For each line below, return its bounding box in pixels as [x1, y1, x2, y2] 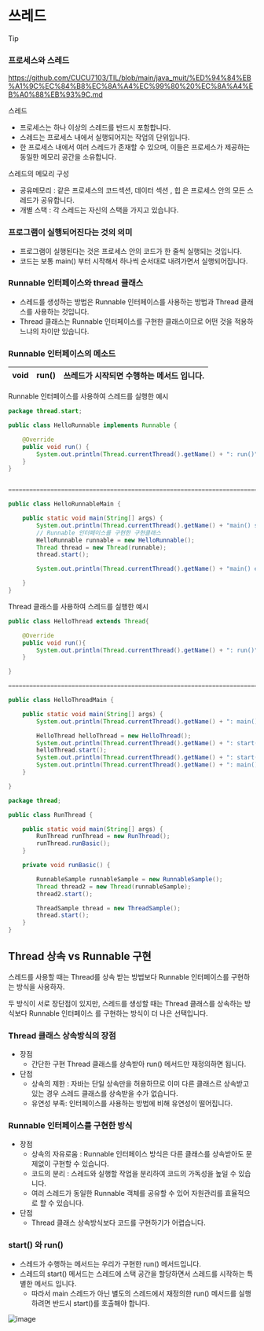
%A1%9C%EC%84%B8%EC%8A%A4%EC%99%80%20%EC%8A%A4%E [8, 82, 254, 91]
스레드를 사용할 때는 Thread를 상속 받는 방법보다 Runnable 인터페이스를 [8, 972, 229, 981]
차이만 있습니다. [40, 326, 90, 336]
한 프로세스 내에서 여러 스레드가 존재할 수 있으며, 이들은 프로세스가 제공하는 [19, 142, 251, 152]
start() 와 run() [8, 1240, 64, 1251]
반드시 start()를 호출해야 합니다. [52, 1298, 150, 1307]
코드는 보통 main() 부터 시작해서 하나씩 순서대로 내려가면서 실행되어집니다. [19, 256, 248, 266]
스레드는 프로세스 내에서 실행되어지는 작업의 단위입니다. [19, 133, 190, 142]
